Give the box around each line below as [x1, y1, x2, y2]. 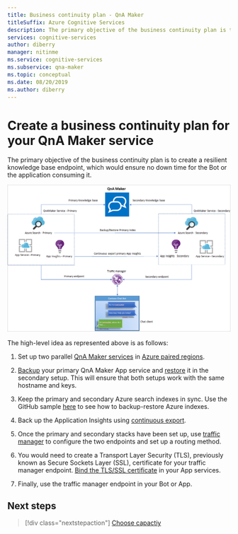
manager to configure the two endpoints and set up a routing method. [17, 437, 222, 446]
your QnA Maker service [7, 132, 154, 149]
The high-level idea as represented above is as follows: [7, 338, 169, 347]
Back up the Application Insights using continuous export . [17, 416, 186, 424]
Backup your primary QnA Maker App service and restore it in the [17, 366, 209, 374]
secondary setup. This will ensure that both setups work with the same [17, 373, 225, 382]
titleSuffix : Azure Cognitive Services [7, 18, 125, 26]
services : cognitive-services [7, 34, 97, 41]
